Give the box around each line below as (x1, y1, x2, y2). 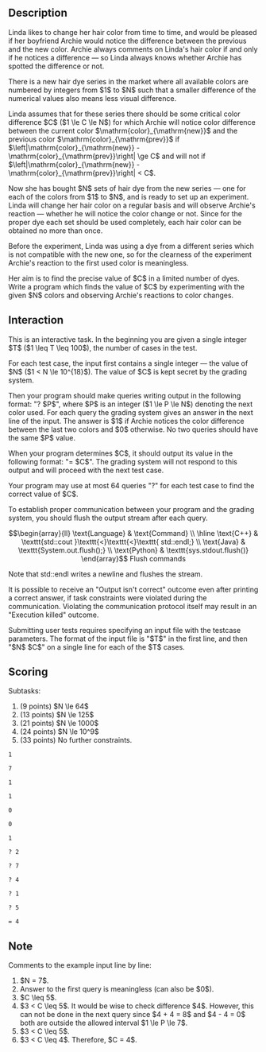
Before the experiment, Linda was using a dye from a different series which (8, 241, 254, 250)
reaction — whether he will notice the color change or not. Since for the (8, 208, 242, 218)
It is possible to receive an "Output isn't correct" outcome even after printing (8, 584, 259, 594)
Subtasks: (8, 686, 41, 696)
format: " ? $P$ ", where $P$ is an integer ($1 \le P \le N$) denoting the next (8, 399, 253, 409)
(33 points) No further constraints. (19, 736, 133, 745)
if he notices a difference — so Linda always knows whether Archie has (8, 52, 242, 62)
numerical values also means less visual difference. (8, 93, 177, 103)
